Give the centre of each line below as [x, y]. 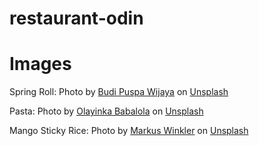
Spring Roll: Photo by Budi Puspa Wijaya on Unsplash [119, 92]
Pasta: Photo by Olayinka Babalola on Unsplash [106, 111]
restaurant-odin [76, 18]
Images [40, 64]
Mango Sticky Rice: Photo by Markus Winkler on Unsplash [129, 131]
